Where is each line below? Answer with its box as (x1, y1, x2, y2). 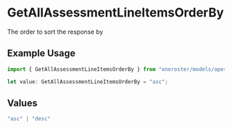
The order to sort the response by (7, 28, 104, 36)
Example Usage (7, 47, 76, 59)
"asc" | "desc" (7, 116, 51, 122)
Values (7, 97, 38, 109)
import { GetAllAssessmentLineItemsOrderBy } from (7, 65, 156, 73)
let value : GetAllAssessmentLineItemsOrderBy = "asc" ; (7, 78, 168, 85)
